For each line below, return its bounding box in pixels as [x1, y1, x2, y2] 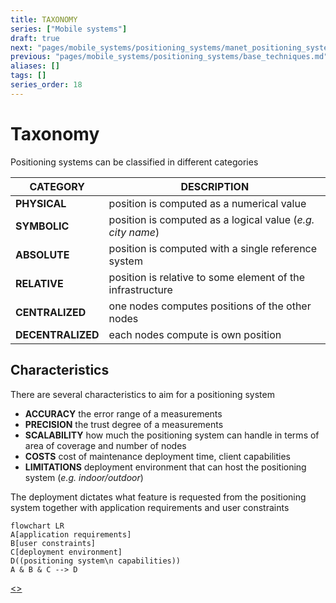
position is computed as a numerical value [108, 196, 307, 210]
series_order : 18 [10, 80, 83, 90]
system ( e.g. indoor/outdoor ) [24, 471, 144, 483]
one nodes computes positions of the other [108, 299, 312, 313]
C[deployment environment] [10, 547, 123, 557]
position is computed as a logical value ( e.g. [108, 212, 315, 226]
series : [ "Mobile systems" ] [10, 24, 128, 34]
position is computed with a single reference [108, 241, 318, 255]
